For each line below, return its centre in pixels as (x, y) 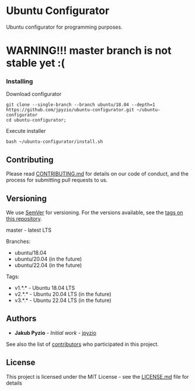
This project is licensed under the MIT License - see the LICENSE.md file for (97, 376)
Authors (21, 319)
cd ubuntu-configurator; (36, 120)
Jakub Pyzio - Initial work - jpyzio (55, 332)
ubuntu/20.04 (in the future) (48, 259)
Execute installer (26, 131)
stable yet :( (36, 63)
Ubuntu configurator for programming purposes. (64, 27)
